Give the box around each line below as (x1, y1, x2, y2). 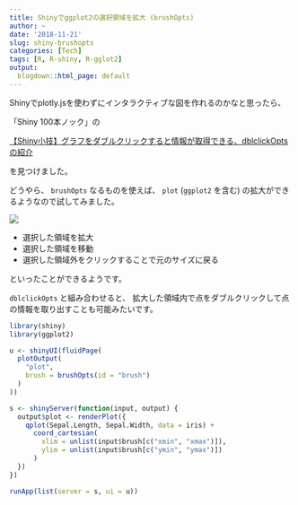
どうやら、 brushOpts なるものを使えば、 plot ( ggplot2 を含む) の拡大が (9, 185, 275, 196)
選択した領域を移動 (22, 243, 94, 254)
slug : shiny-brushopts (9, 38, 94, 48)
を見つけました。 (9, 165, 73, 176)
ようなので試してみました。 (16, 196, 119, 206)
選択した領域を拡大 (22, 231, 94, 242)
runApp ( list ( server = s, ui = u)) (9, 486, 139, 496)
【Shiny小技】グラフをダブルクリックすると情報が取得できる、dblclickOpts (9, 135, 289, 146)
